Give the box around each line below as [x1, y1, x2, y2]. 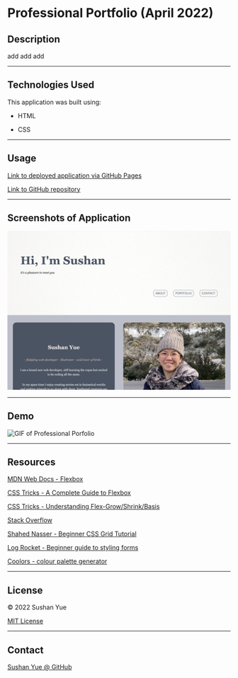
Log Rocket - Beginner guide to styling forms [7, 544, 139, 552]
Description [7, 33, 60, 45]
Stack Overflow [7, 516, 53, 524]
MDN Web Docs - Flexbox [7, 475, 84, 483]
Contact [7, 644, 44, 656]
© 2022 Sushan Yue [7, 603, 67, 611]
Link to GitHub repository [7, 185, 81, 193]
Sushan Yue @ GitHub [7, 663, 72, 671]
